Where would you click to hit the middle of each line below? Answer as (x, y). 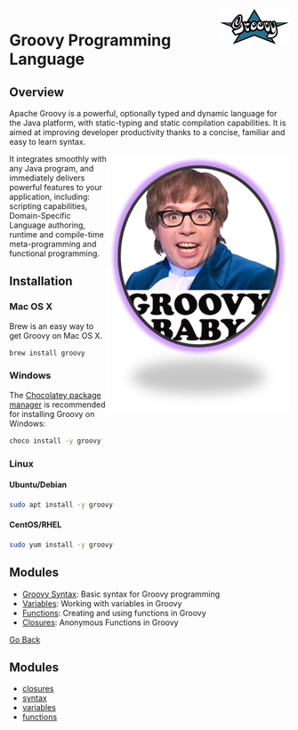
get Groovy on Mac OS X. (56, 335)
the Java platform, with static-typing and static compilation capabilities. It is (148, 123)
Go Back (25, 639)
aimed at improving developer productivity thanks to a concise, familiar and (147, 132)
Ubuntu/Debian (38, 485)
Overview (37, 92)
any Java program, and (52, 168)
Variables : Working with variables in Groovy (102, 603)
